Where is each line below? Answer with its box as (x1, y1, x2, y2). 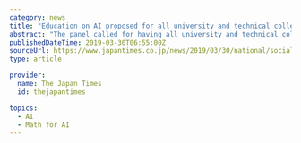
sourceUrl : (9, 46, 50, 55)
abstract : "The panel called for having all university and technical (9, 29, 279, 38)
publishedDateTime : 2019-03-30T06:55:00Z (9, 38, 167, 47)
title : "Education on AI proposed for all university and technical (9, 21, 271, 30)
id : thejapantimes (17, 87, 87, 97)
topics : (9, 104, 39, 113)
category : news (9, 13, 66, 22)
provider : (9, 71, 47, 80)
